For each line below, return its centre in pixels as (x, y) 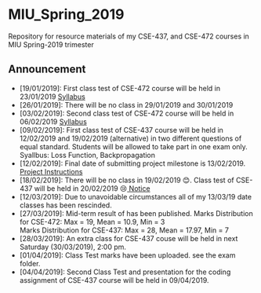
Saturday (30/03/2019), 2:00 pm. (73, 247)
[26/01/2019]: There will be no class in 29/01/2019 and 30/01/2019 (126, 104)
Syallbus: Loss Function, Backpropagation (87, 155)
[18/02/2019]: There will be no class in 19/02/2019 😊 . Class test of (127, 180)
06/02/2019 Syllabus (53, 121)
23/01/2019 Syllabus (53, 97)
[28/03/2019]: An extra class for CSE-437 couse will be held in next (129, 238)
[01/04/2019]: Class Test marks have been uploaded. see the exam (127, 255)
